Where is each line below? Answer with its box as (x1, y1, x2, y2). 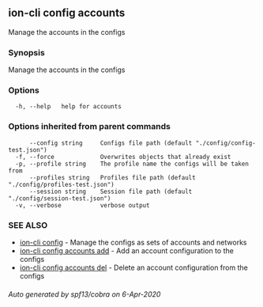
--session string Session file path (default (28, 188, 193, 195)
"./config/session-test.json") (8, 194, 111, 203)
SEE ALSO (8, 219, 48, 230)
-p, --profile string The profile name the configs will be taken (15, 160, 249, 168)
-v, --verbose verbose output (15, 201, 150, 209)
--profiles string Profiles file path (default (28, 173, 196, 181)
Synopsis (8, 47, 45, 58)
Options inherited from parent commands (8, 121, 171, 132)
